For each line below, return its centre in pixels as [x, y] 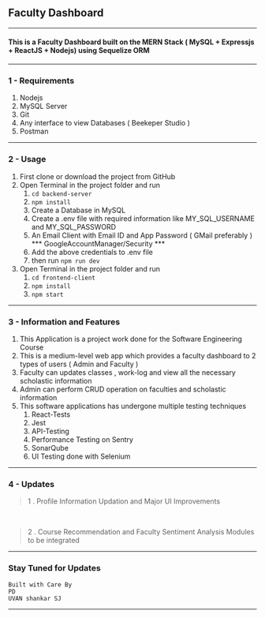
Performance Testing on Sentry [82, 439]
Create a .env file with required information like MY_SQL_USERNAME [143, 218]
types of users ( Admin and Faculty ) [79, 364]
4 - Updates [32, 484]
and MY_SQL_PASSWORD [74, 227]
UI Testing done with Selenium [81, 456]
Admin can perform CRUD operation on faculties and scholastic [123, 389]
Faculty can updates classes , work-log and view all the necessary [128, 372]
